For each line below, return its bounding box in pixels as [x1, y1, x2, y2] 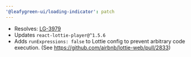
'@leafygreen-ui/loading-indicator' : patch [5, 8, 115, 15]
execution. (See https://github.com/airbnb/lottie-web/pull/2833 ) [14, 44, 171, 51]
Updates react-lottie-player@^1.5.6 [14, 31, 106, 39]
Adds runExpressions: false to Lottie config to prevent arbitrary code [14, 37, 185, 45]
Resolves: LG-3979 [14, 25, 61, 32]
